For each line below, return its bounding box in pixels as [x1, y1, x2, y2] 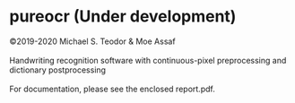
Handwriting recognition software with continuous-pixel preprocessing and [9, 55, 287, 65]
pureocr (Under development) [9, 6, 237, 27]
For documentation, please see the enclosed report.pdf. [9, 83, 215, 94]
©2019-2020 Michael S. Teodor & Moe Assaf [9, 36, 177, 47]
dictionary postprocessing [9, 64, 106, 75]
